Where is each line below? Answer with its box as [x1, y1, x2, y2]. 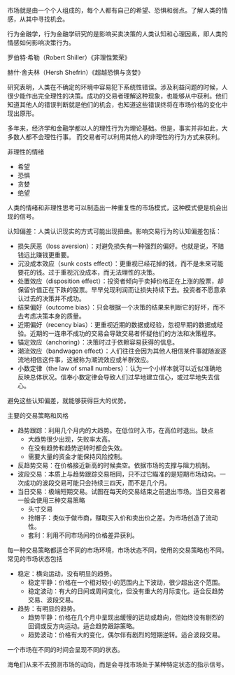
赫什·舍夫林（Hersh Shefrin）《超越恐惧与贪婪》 [7, 68, 145, 76]
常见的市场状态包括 [7, 555, 63, 562]
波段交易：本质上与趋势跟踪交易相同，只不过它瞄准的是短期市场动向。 [17, 470, 220, 478]
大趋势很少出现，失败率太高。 [27, 435, 114, 443]
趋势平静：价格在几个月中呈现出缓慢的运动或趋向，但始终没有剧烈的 [27, 614, 225, 621]
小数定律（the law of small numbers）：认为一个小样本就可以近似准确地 [17, 364, 222, 372]
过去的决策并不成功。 [23, 294, 85, 303]
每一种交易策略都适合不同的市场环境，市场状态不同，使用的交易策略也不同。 [7, 546, 228, 554]
